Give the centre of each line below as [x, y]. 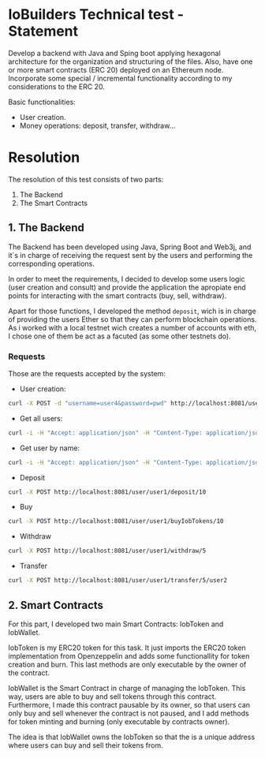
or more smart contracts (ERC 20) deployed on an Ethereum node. [116, 69]
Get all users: [41, 418]
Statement [43, 31]
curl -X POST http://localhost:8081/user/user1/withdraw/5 [107, 551]
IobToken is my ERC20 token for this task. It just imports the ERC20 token [127, 648]
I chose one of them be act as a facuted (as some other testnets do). [119, 336]
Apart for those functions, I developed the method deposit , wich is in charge [132, 311]
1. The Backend [46, 228]
